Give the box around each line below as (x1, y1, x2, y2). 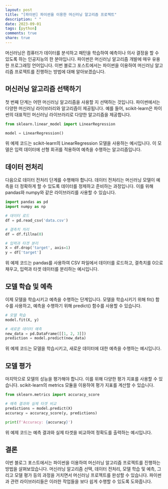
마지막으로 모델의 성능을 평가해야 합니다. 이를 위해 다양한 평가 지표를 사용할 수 (5, 376, 158, 382)
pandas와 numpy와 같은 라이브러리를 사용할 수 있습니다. (5, 189, 116, 196)
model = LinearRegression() (5, 131, 64, 136)
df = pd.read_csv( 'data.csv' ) (5, 218, 69, 223)
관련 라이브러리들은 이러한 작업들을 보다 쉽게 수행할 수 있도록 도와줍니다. (10, 478, 152, 484)
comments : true (5, 31, 37, 36)
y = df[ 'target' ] (5, 250, 42, 255)
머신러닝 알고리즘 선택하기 (5, 85, 81, 93)
